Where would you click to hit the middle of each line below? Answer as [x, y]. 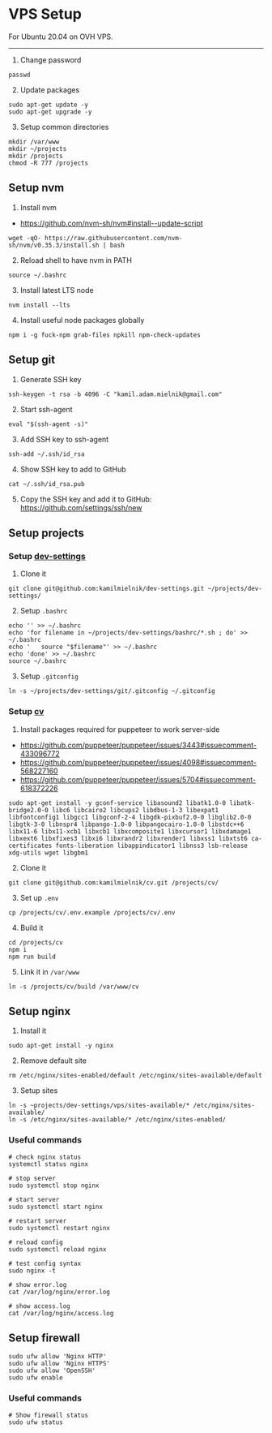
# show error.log [38, 1285]
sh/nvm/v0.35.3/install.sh [54, 245]
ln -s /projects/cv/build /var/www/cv [74, 987]
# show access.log [39, 1306]
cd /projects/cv [36, 942]
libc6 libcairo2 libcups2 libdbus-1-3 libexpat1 [135, 810]
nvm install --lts [39, 305]
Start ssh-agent [46, 409]
